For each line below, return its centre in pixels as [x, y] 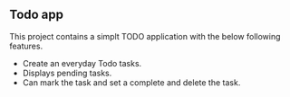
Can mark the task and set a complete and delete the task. [131, 82]
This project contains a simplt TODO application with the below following [145, 36]
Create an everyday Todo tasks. [82, 63]
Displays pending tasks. [67, 73]
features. [26, 46]
